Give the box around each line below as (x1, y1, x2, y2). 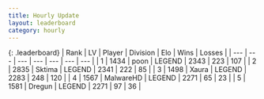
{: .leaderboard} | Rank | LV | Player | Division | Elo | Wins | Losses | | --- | (8, 48, 247, 58)
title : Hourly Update (8, 11, 80, 20)
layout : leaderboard (8, 19, 77, 27)
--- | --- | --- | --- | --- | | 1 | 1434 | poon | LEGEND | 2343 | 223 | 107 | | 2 (17, 56, 257, 66)
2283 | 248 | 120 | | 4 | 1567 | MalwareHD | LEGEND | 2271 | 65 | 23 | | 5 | (8, 73, 247, 83)
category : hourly (8, 26, 66, 34)
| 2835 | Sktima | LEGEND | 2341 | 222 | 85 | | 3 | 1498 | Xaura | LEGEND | (8, 65, 247, 74)
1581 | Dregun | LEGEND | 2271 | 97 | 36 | (8, 82, 141, 91)
